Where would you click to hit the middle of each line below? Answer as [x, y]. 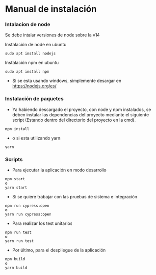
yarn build [16, 268]
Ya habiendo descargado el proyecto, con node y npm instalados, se [81, 110]
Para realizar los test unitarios [42, 223]
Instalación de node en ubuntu [36, 45]
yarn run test [20, 241]
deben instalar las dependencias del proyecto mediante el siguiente [80, 114]
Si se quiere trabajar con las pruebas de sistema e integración [75, 197]
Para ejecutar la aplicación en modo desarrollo [59, 170]
